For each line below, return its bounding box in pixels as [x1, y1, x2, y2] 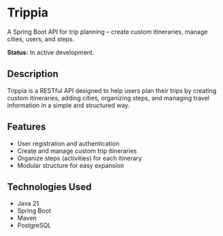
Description [7, 68, 59, 80]
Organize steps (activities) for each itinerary [17, 153, 142, 162]
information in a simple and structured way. [7, 101, 130, 109]
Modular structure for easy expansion [17, 161, 125, 169]
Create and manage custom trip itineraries [17, 147, 138, 155]
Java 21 [17, 200, 39, 208]
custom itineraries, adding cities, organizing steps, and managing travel [7, 94, 210, 102]
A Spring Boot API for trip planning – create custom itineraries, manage [7, 28, 208, 36]
